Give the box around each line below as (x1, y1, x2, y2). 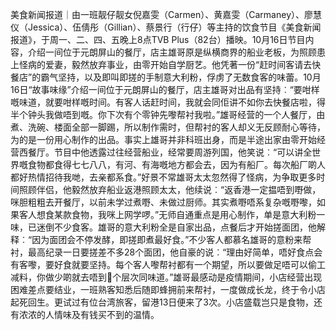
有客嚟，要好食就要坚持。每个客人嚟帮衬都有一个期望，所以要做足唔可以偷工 (10, 259, 326, 270)
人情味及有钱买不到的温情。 (44, 309, 160, 320)
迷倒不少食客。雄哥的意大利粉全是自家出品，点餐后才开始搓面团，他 (36, 221, 317, 233)
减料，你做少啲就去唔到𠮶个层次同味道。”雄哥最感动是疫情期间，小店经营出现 (10, 271, 323, 283)
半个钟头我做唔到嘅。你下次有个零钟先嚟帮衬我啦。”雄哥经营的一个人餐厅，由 (10, 109, 326, 120)
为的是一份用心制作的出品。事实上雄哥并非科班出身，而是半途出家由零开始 (10, 134, 317, 145)
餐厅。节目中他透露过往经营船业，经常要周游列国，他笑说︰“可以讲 (27, 146, 304, 158)
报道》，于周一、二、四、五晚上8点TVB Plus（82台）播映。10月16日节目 (10, 34, 306, 45)
